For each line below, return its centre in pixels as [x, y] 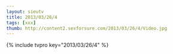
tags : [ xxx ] [21, 23]
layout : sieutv [25, 12]
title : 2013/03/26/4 [32, 17]
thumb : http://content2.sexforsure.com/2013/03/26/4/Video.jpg [87, 28]
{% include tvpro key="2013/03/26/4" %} [57, 45]
